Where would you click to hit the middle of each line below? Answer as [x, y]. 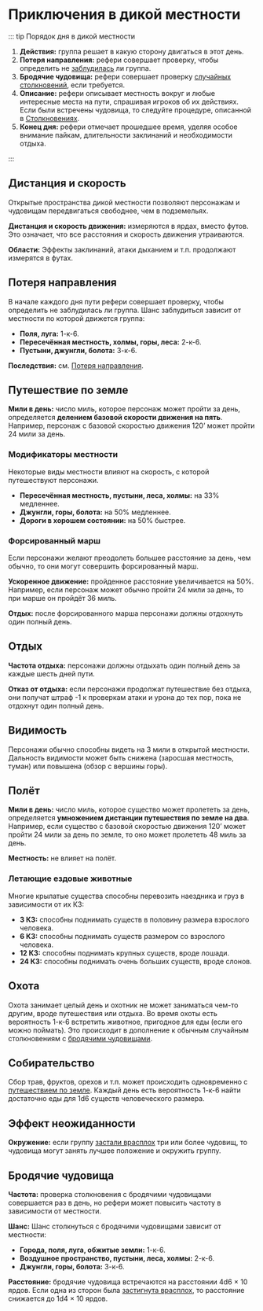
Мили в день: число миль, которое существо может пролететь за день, [129, 810]
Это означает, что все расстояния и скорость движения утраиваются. [126, 234]
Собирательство [51, 1063]
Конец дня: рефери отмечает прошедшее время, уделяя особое [128, 127]
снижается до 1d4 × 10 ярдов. [58, 1298]
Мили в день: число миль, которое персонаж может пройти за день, [124, 409]
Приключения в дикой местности [124, 15]
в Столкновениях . [49, 118]
